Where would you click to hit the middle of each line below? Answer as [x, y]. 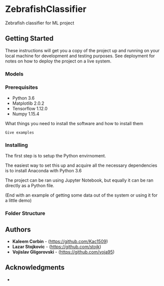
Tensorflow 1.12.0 [30, 108]
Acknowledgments [35, 267]
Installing [17, 145]
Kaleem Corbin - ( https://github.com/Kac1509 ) [60, 241]
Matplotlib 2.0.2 [28, 103]
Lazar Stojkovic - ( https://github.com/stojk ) [57, 247]
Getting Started [29, 38]
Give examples [20, 133]
